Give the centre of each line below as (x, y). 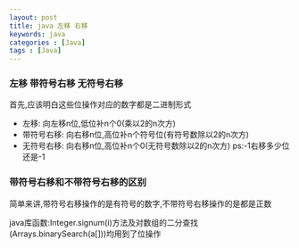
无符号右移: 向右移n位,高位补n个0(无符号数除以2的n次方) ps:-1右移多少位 (156, 146)
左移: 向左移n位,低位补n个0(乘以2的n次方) (99, 124)
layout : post (33, 17)
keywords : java (37, 34)
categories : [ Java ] (48, 42)
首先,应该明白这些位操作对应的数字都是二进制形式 (100, 104)
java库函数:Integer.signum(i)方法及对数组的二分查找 (104, 222)
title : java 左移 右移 (49, 26)
